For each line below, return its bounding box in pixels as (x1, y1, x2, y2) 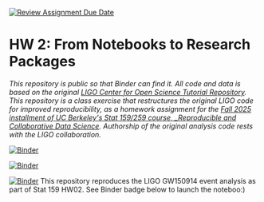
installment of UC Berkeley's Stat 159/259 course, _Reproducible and (9, 113, 237, 122)
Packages (9, 53, 77, 71)
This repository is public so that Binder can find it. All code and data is (9, 78, 242, 88)
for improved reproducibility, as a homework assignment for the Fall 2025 (9, 104, 252, 113)
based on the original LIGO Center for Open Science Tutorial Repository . (9, 87, 246, 97)
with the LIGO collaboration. (9, 129, 102, 139)
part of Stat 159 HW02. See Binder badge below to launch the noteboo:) (9, 184, 246, 194)
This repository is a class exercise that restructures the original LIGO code (9, 96, 254, 105)
